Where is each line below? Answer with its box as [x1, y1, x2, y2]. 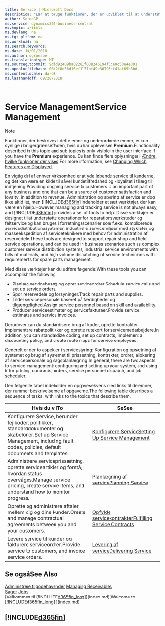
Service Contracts [92, 521, 134, 528]
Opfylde [92, 509, 111, 515]
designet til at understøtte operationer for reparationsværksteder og [5, 215, 142, 221]
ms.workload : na [5, 39, 38, 44]
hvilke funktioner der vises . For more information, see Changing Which [5, 158, 147, 164]
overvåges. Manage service [7, 476, 71, 483]
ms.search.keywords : [5, 44, 48, 49]
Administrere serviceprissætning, [7, 457, 84, 464]
